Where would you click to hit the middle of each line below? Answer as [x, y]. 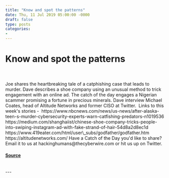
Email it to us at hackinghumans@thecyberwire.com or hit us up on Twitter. [84, 143]
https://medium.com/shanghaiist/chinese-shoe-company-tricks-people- [81, 122]
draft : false [19, 19]
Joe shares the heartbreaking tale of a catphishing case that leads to [77, 84]
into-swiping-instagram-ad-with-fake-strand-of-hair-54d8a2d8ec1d [77, 127]
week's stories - [22, 111]
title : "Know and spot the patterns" [45, 10]
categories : [18, 29]
